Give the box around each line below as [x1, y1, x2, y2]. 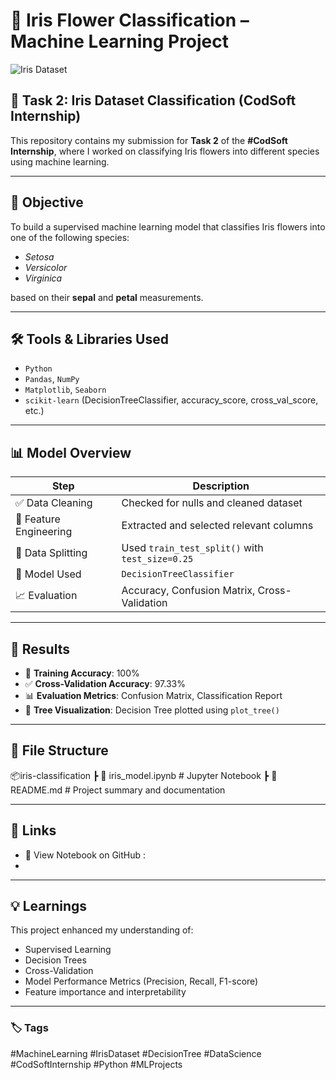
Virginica [24, 272, 63, 284]
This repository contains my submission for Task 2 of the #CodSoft [10, 134, 288, 146]
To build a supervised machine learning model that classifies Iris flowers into [10, 220, 326, 233]
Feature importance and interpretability [24, 986, 187, 998]
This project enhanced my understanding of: [10, 924, 194, 936]
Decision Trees [24, 954, 87, 966]
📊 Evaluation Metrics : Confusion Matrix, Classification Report [24, 690, 283, 701]
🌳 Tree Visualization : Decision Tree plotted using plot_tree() [24, 704, 280, 716]
